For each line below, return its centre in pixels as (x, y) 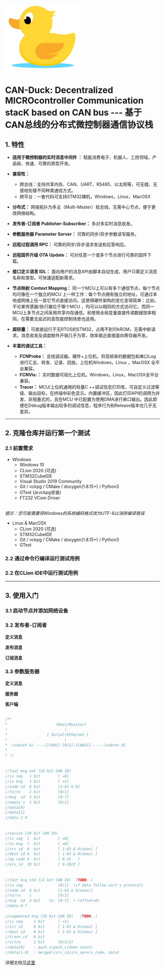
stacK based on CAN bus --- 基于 (74, 113)
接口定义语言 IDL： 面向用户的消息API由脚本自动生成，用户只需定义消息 (85, 271)
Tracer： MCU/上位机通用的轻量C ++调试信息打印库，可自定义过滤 (87, 387)
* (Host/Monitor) (46, 724)
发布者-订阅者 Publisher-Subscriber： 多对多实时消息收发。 (73, 224)
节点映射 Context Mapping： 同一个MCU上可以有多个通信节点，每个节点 (86, 288)
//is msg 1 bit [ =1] (37, 782)
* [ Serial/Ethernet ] (47, 735)
